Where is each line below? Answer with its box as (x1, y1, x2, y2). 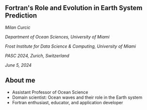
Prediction (5, 12, 37, 20)
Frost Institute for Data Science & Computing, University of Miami (5, 43, 136, 49)
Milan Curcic (5, 24, 31, 30)
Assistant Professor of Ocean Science (12, 89, 88, 95)
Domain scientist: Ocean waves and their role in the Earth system (12, 94, 143, 100)
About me (5, 76, 35, 85)
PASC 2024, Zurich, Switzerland (5, 53, 69, 58)
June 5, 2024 (5, 62, 32, 68)
